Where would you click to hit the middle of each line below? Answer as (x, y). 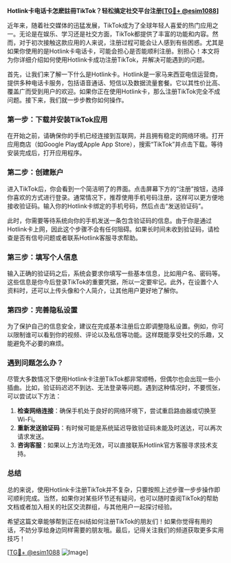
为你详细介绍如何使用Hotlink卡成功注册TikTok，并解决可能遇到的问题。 (108, 60)
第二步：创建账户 (35, 172)
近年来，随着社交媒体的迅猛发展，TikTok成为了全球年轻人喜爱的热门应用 (110, 25)
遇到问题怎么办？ (35, 363)
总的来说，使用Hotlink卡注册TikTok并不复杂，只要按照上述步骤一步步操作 (111, 490)
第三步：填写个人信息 (42, 257)
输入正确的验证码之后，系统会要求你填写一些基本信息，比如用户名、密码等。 (115, 273)
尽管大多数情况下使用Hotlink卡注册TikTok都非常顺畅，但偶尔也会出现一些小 (114, 379)
